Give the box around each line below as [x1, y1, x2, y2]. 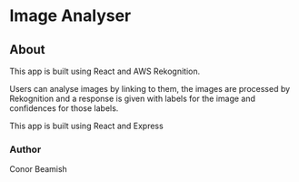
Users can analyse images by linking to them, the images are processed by [9, 84, 291, 94]
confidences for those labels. [9, 103, 119, 114]
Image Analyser [9, 5, 132, 26]
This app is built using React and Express [9, 120, 164, 131]
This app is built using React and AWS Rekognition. [9, 66, 201, 76]
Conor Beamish [9, 164, 68, 175]
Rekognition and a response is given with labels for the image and [9, 93, 256, 104]
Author [9, 143, 42, 156]
